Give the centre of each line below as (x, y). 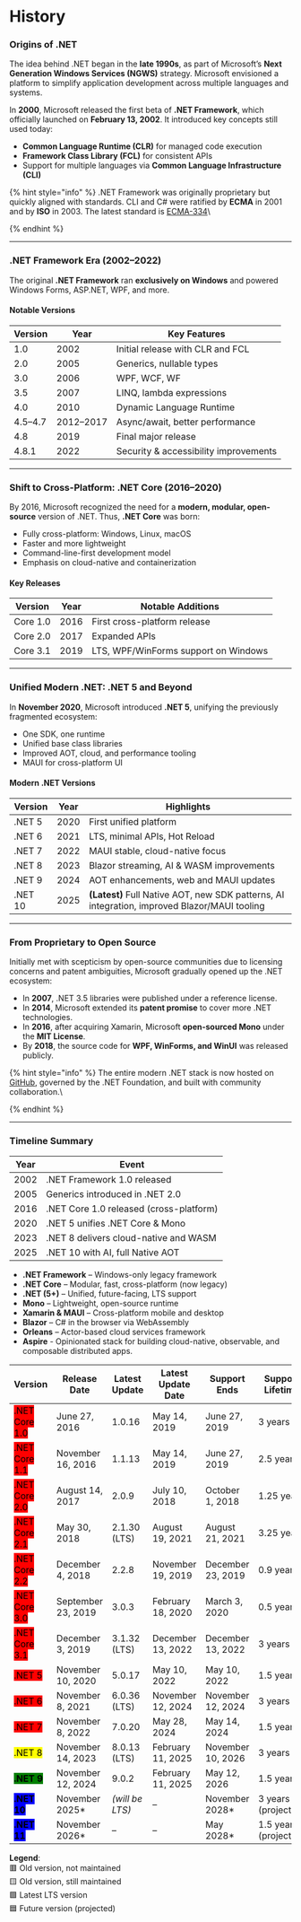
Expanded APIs (124, 636)
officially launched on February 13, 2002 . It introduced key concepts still (143, 119)
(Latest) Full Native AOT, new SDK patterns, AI (187, 895)
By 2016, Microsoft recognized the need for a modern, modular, (128, 507)
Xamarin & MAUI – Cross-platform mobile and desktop (123, 1313)
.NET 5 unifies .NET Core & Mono (116, 1223)
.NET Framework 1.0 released (109, 1179)
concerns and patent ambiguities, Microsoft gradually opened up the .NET (146, 972)
